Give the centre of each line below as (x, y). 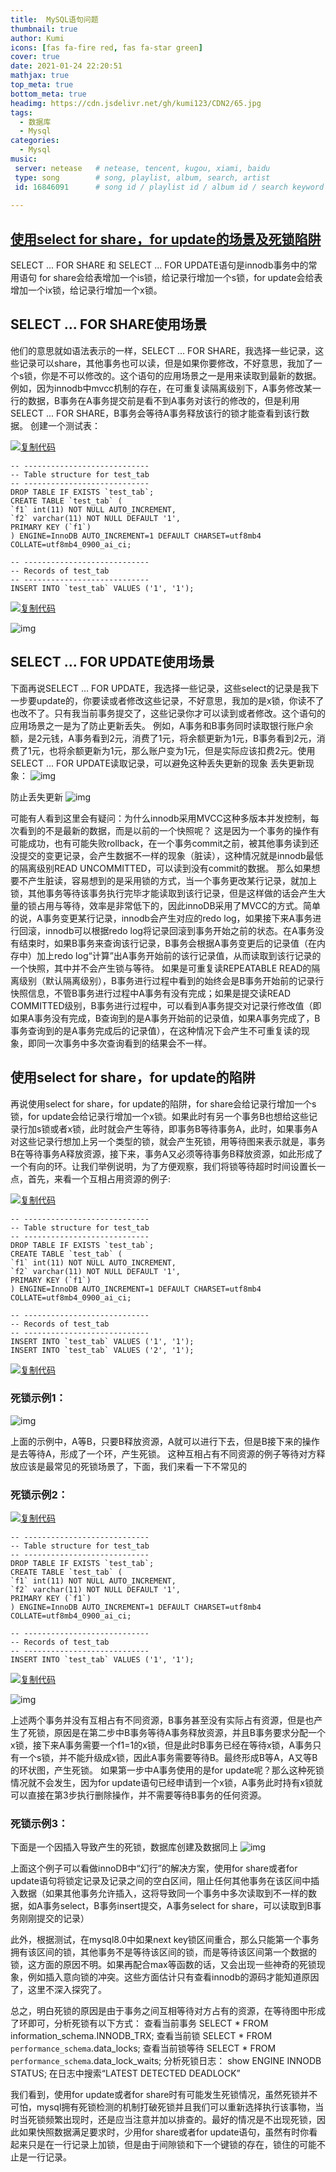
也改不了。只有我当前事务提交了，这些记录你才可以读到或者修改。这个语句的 (168, 713)
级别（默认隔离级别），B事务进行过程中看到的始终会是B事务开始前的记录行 (171, 980)
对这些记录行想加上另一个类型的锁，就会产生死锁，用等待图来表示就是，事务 (168, 1141)
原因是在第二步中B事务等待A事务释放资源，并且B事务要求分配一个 (189, 1733)
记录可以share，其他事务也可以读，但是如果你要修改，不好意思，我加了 (166, 363)
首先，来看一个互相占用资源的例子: (99, 1178)
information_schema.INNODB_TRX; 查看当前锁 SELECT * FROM (141, 2036)
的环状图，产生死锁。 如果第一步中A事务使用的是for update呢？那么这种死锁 (167, 1770)
